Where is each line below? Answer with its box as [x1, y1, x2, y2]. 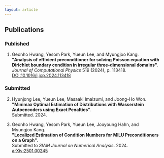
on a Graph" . [11, 137, 39, 143]
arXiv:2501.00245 [11, 148, 48, 154]
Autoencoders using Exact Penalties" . [11, 107, 92, 113]
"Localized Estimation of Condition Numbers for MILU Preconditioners [11, 132, 159, 138]
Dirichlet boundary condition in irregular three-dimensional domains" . [11, 62, 159, 68]
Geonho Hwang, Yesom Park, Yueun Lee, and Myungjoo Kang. [11, 51, 139, 57]
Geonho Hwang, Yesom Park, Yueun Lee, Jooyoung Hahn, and [11, 121, 139, 127]
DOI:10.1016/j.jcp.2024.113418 [11, 73, 71, 79]
